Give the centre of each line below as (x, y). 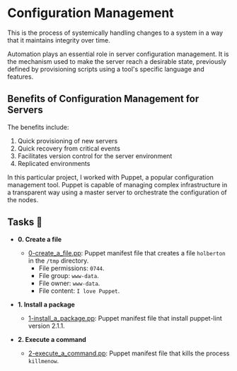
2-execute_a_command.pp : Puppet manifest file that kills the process (129, 353)
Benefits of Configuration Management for (103, 99)
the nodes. (23, 199)
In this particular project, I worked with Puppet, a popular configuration (110, 177)
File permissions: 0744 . (71, 268)
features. (21, 77)
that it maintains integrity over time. (59, 40)
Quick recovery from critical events (69, 148)
